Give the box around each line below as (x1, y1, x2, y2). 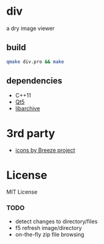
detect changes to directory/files (15, 218, 98, 225)
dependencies (6, 75, 62, 86)
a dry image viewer (6, 25, 55, 32)
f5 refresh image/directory (15, 224, 83, 231)
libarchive (15, 105, 40, 112)
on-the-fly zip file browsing (15, 231, 84, 238)
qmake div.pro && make (6, 58, 64, 65)
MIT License (6, 188, 38, 196)
